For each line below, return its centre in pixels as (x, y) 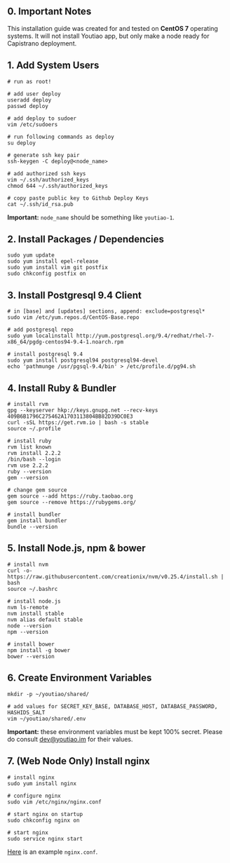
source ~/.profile (34, 429)
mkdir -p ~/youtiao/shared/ (48, 694)
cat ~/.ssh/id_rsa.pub (40, 204)
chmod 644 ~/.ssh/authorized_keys (58, 186)
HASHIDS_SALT (26, 712)
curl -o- (20, 571)
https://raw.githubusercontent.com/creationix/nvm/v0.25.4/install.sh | (116, 577)
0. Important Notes (49, 12)
